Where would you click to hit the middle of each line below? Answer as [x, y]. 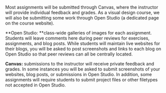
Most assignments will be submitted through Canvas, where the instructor [82, 7]
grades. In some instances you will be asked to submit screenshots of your [83, 69]
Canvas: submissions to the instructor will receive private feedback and [80, 64]
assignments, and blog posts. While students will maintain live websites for [83, 43]
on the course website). [30, 23]
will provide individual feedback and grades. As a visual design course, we [82, 12]
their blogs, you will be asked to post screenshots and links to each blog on [83, 49]
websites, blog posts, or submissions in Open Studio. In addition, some [78, 74]
